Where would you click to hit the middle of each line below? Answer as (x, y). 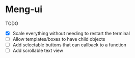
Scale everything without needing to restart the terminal (71, 33)
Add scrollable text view (38, 51)
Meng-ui (24, 9)
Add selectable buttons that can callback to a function (69, 45)
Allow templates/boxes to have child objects (59, 39)
